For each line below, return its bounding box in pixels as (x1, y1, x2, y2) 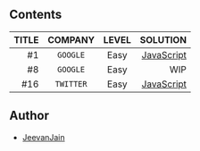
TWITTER (54, 79, 87, 88)
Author (9, 108, 49, 123)
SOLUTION (139, 33, 187, 46)
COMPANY (47, 33, 96, 46)
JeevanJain (21, 131, 65, 142)
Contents (9, 7, 62, 22)
